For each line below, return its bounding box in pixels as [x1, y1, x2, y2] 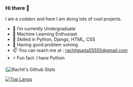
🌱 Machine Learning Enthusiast [12, 31, 77, 37]
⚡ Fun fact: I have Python [12, 55, 65, 61]
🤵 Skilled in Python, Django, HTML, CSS [12, 36, 96, 42]
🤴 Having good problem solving [12, 42, 78, 48]
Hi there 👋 [5, 5, 30, 12]
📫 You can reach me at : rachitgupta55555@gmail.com [12, 47, 128, 53]
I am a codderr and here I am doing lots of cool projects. [5, 16, 122, 22]
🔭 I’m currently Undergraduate [12, 26, 76, 32]
